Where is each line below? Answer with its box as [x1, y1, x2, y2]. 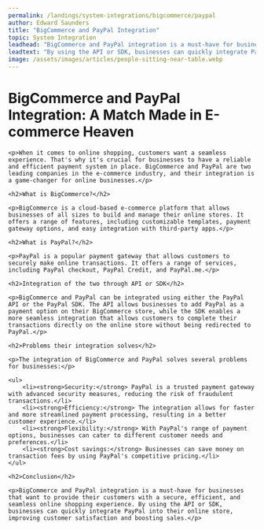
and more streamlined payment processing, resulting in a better [8, 410, 226, 418]
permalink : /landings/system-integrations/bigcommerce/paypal [8, 11, 216, 20]
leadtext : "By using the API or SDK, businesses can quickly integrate [8, 48, 247, 56]
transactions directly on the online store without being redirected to [8, 321, 251, 329]
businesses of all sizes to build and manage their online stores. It [8, 210, 244, 219]
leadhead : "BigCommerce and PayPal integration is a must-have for [8, 41, 234, 49]
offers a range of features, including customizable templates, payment [8, 217, 251, 225]
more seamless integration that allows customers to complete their [8, 314, 237, 322]
